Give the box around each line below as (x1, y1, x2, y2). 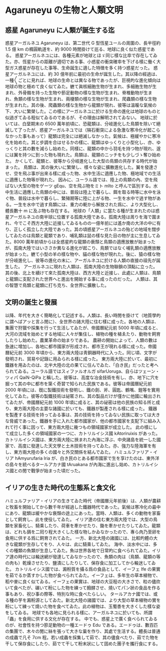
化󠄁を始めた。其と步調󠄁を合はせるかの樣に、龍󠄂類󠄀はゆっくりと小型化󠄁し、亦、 (5, 140, 157, 145)
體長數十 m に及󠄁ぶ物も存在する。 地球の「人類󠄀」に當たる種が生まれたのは (5, 208, 156, 214)
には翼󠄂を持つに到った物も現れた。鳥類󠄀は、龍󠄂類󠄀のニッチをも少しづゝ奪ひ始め (5, 152, 161, 158)
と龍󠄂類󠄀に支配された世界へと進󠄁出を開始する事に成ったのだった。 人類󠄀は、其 (5, 276, 158, 282)
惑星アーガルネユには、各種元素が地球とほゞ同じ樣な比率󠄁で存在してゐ (14, 53, 158, 58)
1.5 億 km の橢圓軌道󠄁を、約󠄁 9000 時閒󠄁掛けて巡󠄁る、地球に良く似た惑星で (5, 46, 151, 52)
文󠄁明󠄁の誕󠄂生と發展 (5, 298, 57, 307)
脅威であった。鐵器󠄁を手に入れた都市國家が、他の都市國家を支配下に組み (9, 418, 157, 424)
